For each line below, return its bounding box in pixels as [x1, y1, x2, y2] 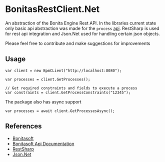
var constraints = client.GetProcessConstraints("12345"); [5, 90, 131, 95]
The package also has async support [5, 98, 81, 104]
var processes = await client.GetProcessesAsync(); [5, 108, 115, 113]
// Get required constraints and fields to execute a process [5, 85, 137, 90]
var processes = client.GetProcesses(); [5, 76, 91, 82]
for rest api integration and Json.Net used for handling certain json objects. [5, 30, 160, 36]
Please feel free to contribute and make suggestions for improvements [5, 40, 150, 46]
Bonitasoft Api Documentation [12, 140, 74, 146]
